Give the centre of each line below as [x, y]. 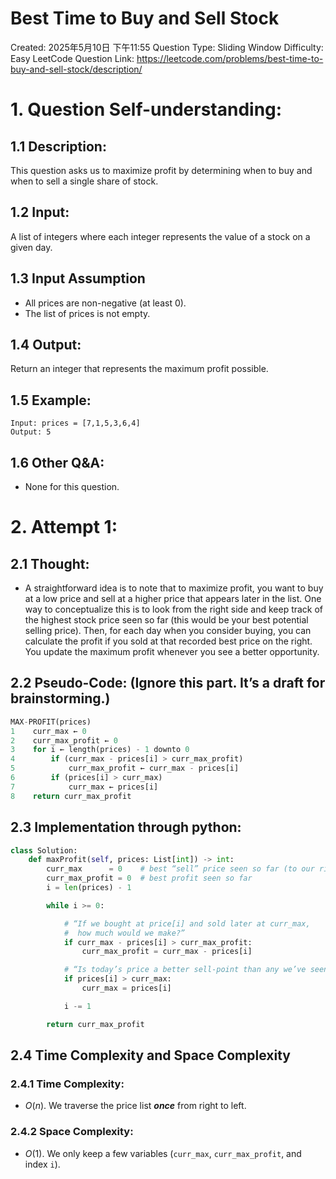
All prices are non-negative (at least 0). [105, 303]
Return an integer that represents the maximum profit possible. [139, 369]
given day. [31, 247]
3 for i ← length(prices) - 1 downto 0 [100, 750]
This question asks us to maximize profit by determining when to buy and [161, 170]
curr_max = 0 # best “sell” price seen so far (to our [180, 869]
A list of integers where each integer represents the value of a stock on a [160, 236]
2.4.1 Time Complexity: [67, 1084]
